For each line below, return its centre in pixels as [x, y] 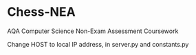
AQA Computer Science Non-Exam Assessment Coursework [93, 31]
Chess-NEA [41, 12]
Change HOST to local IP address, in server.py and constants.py [98, 44]
